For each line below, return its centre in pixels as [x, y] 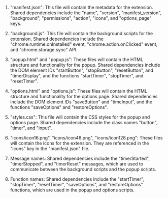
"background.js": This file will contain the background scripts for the [81, 33]
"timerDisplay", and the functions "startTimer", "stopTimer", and [77, 76]
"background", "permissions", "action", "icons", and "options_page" [81, 18]
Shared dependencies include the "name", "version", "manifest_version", [86, 13]
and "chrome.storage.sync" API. [44, 50]
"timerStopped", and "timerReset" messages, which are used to [77, 164]
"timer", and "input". [31, 128]
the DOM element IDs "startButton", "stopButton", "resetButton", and [82, 70]
